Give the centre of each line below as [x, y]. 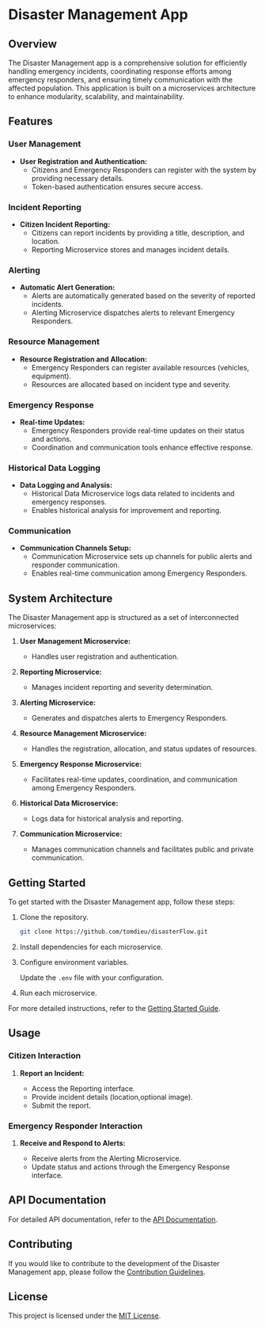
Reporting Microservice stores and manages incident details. [131, 249]
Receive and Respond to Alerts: [72, 1142]
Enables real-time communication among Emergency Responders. [139, 573]
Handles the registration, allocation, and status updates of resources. [144, 749]
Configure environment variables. [74, 962]
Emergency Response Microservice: [81, 764]
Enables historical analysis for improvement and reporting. [126, 511]
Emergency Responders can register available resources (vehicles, [140, 367]
